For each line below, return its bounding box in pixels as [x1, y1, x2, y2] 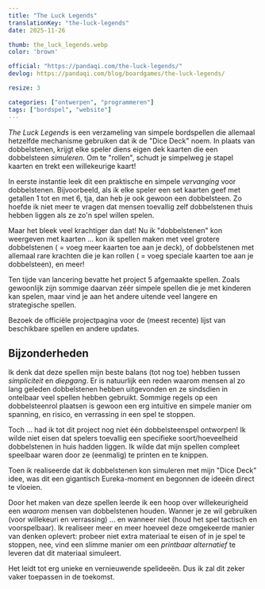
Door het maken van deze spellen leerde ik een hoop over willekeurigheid [8, 498, 248, 507]
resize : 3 [8, 84, 41, 92]
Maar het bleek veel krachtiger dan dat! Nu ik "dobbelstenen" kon [8, 225, 223, 235]
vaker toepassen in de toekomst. [8, 572, 115, 582]
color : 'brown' [8, 48, 59, 56]
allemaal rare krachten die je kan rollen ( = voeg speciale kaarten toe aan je [8, 251, 254, 260]
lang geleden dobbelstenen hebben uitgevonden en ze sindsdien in [8, 384, 229, 394]
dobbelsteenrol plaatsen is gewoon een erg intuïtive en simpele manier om [8, 401, 252, 411]
